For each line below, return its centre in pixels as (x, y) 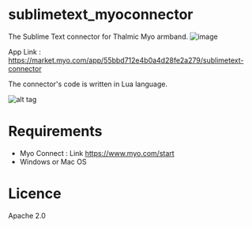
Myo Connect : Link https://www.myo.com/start (97, 153)
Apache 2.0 (27, 215)
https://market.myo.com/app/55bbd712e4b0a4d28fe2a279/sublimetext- (126, 60)
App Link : (24, 51)
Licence (35, 194)
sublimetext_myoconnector (101, 15)
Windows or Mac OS (53, 161)
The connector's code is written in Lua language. (88, 84)
